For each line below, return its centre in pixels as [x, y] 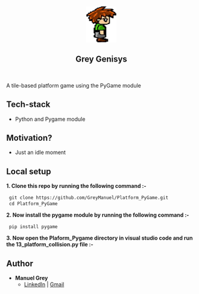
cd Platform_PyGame [33, 204]
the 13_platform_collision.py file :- [50, 244]
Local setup [29, 171]
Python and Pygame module [50, 119]
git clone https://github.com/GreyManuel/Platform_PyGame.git [89, 198]
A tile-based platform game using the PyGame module [74, 85]
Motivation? [29, 138]
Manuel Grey [31, 278]
